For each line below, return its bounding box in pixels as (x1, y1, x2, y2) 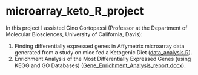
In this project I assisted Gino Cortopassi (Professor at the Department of (5, 24, 188, 31)
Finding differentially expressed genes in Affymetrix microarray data (14, 42, 185, 50)
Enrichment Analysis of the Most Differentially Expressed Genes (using (14, 55, 191, 62)
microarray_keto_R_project (5, 4, 144, 18)
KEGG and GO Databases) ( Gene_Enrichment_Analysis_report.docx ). (14, 62, 186, 69)
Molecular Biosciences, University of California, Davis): (5, 30, 143, 37)
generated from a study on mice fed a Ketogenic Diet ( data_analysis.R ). (14, 48, 193, 56)
